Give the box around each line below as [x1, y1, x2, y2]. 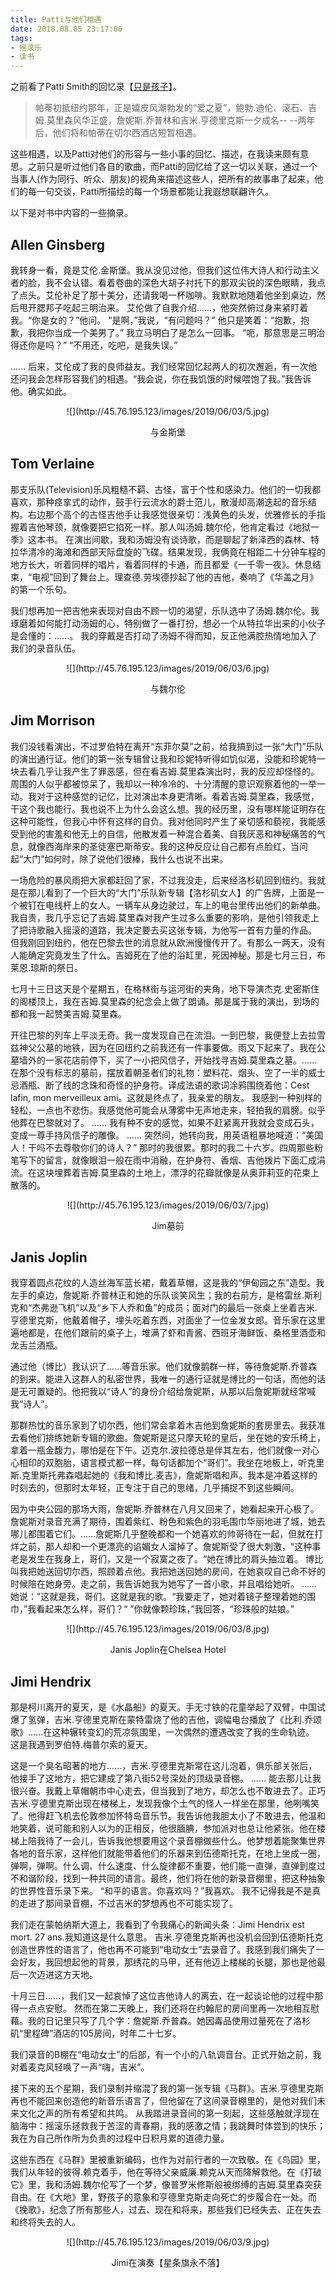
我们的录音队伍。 [10, 642, 81, 654]
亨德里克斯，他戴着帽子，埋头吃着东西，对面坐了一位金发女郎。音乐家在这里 [10, 1314, 326, 1326]
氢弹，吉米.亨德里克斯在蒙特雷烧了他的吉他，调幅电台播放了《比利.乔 [27, 1714, 314, 1726]
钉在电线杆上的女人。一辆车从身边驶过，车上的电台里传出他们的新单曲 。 [27, 899, 326, 911]
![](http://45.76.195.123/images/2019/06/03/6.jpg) [66, 662, 270, 674]
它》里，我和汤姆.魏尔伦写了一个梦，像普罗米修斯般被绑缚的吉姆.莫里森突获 [10, 2179, 323, 2191]
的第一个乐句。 [10, 583, 72, 595]
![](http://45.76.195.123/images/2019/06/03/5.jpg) [66, 405, 270, 417]
